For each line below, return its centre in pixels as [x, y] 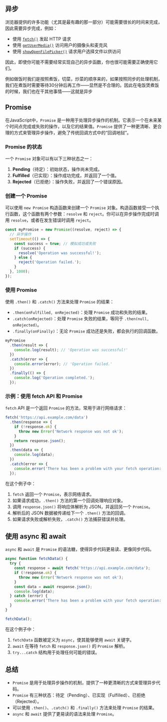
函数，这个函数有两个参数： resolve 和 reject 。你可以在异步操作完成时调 [84, 214]
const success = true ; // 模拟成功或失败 [55, 243]
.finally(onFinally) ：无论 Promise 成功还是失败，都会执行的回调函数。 [86, 331]
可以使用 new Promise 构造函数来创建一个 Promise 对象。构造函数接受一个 [80, 208]
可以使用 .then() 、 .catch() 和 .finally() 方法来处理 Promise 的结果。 [84, 707]
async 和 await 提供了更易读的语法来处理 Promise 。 [65, 713]
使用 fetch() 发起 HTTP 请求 [42, 38]
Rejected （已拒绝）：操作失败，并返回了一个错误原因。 [69, 181]
